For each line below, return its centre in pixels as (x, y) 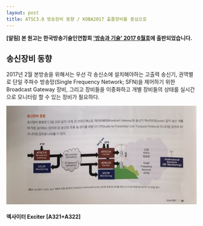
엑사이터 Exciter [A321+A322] (43, 217)
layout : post (23, 13)
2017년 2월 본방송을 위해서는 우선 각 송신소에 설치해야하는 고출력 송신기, (92, 74)
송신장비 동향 (29, 58)
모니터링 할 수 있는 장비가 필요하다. (58, 97)
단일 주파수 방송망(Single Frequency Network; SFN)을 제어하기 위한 (94, 82)
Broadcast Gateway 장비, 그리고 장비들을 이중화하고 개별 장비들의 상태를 (93, 89)
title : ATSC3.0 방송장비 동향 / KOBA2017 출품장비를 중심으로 (76, 19)
